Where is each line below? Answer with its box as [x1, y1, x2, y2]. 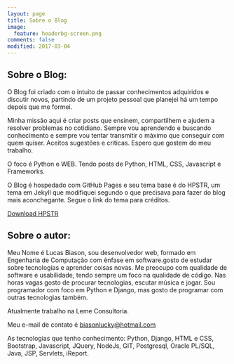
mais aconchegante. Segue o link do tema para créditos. [7, 195, 170, 204]
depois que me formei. [7, 103, 73, 111]
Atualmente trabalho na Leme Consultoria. [7, 306, 130, 315]
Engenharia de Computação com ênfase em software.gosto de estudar [7, 256, 212, 264]
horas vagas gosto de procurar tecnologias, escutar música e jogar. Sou [7, 278, 216, 287]
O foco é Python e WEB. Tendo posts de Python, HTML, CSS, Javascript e [7, 160, 221, 168]
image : [7, 23, 27, 30]
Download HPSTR [7, 209, 59, 218]
